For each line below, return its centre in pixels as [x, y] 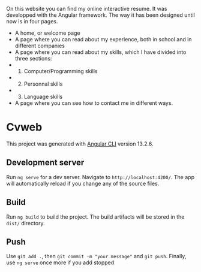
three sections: [33, 58]
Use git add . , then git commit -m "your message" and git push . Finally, [96, 256]
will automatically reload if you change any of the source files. [83, 183]
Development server [45, 163]
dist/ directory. [25, 223]
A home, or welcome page [47, 33]
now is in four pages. [32, 21]
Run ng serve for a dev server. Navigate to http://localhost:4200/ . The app [100, 177]
